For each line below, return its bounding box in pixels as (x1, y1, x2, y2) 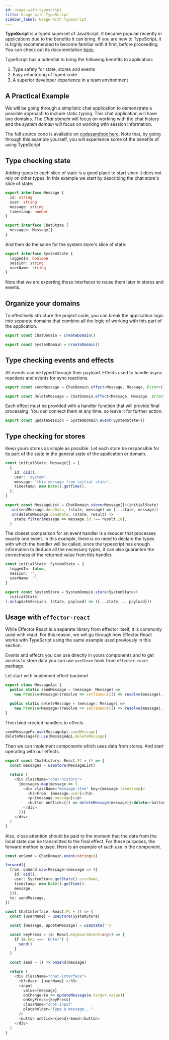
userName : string (10, 265, 46, 270)
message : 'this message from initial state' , (14, 479, 112, 484)
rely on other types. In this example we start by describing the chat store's (5, 175, 159, 181)
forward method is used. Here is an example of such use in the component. (5, 844, 161, 850)
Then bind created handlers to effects (5, 719, 84, 725)
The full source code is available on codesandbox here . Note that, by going (5, 131, 161, 137)
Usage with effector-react (5, 613, 91, 621)
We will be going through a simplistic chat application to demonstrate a (5, 105, 152, 111)
